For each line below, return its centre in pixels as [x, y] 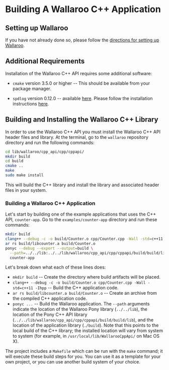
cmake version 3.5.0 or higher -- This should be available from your [81, 83]
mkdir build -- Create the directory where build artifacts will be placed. [87, 277]
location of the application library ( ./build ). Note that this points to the [86, 325]
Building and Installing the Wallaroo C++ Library [82, 120]
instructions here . [31, 103]
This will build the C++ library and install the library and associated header [82, 185]
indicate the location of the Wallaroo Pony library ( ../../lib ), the [80, 309]
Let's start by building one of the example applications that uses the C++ [81, 214]
